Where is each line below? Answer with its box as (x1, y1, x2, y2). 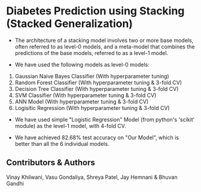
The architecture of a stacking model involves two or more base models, (14, 36, 194, 44)
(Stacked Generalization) (6, 17, 133, 31)
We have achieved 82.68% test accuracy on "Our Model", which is (14, 133, 179, 141)
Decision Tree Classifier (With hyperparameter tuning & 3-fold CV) (14, 85, 179, 92)
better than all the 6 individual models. (14, 140, 109, 147)
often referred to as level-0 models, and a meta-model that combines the (14, 43, 195, 50)
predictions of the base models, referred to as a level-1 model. (14, 49, 169, 56)
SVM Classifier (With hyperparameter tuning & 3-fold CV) (14, 92, 157, 99)
